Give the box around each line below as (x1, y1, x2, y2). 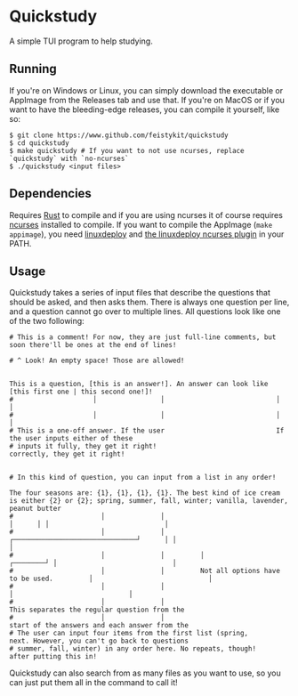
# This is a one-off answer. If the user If (9, 426, 285, 435)
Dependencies (9, 186, 92, 201)
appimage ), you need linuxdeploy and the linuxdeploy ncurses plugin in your (9, 229, 285, 239)
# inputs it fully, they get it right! (9, 442, 157, 451)
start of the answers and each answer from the (9, 621, 189, 630)
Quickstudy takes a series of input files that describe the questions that (9, 287, 271, 298)
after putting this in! (9, 652, 98, 661)
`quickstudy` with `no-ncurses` (9, 154, 129, 163)
